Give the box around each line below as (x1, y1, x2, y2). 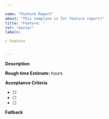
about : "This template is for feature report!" (5, 16, 105, 21)
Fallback (5, 109, 23, 115)
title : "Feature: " (5, 21, 45, 26)
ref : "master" (5, 25, 35, 30)
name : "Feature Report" (5, 11, 54, 16)
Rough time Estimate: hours (5, 70, 63, 76)
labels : (5, 30, 21, 35)
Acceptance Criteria (5, 80, 48, 86)
